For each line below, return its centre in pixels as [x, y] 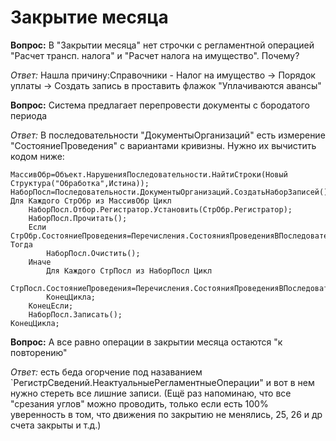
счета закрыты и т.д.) [56, 425]
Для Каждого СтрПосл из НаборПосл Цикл [129, 271]
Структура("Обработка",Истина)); [80, 183]
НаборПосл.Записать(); [75, 314]
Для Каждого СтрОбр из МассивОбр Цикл [91, 201]
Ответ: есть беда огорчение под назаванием [106, 372]
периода [29, 115]
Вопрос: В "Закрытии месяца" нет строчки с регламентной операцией [162, 45]
